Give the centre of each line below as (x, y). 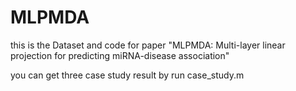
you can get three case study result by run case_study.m (127, 75)
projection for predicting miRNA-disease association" (120, 55)
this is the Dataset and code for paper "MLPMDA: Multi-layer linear (148, 45)
